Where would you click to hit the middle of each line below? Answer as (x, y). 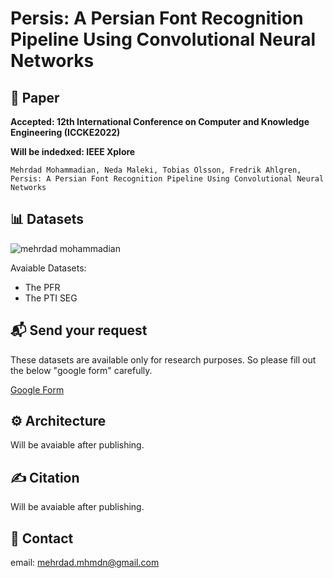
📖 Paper (35, 97)
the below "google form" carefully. (81, 370)
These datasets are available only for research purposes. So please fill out (163, 359)
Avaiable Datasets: (48, 268)
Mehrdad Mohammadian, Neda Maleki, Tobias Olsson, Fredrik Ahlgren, (156, 170)
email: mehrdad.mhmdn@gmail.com (85, 563)
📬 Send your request (79, 330)
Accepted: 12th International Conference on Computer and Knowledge (160, 121)
